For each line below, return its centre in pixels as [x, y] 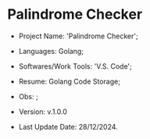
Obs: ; [28, 96]
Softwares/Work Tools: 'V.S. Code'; [75, 66]
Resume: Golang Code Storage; [69, 81]
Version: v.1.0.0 [43, 112]
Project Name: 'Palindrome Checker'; [78, 36]
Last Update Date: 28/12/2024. [68, 127]
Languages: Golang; [51, 51]
